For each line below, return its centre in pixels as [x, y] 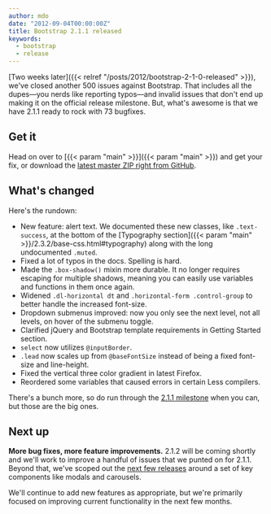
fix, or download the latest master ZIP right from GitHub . [103, 165]
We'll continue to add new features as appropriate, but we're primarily [125, 493]
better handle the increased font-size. [83, 304]
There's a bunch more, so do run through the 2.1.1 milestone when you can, [134, 397]
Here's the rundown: [43, 210]
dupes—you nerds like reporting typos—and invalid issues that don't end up [136, 94]
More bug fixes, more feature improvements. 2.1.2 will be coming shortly [132, 451]
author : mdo [28, 16]
